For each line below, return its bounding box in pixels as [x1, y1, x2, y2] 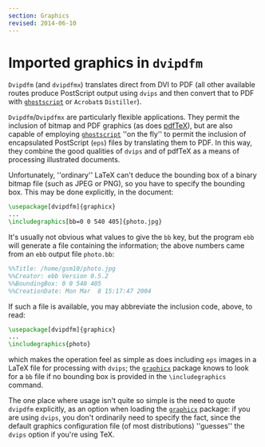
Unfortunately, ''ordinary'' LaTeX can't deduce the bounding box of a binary [8, 170, 257, 180]
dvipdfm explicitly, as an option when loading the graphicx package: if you [8, 405, 251, 414]
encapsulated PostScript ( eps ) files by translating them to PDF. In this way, [8, 138, 253, 148]
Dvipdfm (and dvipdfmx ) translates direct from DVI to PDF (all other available [8, 80, 255, 90]
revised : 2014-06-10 [8, 19, 77, 27]
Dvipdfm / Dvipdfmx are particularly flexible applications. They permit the [8, 113, 240, 122]
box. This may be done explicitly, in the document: [8, 187, 174, 197]
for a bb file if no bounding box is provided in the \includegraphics [8, 372, 227, 381]
